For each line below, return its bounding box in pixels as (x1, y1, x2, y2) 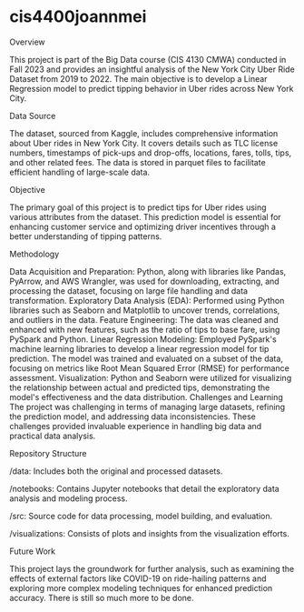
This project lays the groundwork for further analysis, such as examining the (9, 563, 295, 574)
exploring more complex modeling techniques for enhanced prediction (9, 582, 273, 593)
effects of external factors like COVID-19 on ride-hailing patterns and (9, 573, 267, 584)
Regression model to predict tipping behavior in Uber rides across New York (9, 83, 294, 94)
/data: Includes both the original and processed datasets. (9, 466, 223, 477)
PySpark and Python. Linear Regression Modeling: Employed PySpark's (9, 334, 277, 345)
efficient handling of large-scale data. (9, 166, 151, 177)
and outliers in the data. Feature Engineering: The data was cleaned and (9, 314, 279, 325)
